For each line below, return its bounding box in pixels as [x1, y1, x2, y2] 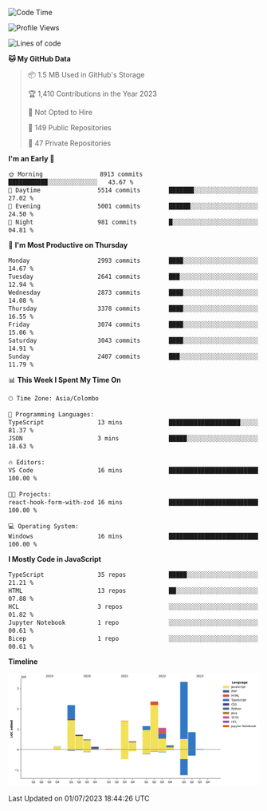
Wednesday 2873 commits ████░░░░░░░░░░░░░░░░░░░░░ [8, 288, 259, 296]
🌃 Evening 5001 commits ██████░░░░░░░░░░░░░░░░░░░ [8, 202, 259, 210]
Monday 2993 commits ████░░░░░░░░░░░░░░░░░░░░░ [8, 256, 259, 264]
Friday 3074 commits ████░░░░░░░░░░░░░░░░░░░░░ [8, 320, 259, 328]
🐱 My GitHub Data [8, 54, 72, 63]
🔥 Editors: [8, 459, 45, 467]
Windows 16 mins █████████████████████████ [8, 532, 259, 540]
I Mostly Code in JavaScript [8, 555, 102, 563]
